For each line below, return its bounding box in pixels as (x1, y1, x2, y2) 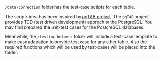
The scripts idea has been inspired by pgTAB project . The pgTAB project (5, 14, 149, 19)
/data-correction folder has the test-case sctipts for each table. (5, 4, 135, 10)
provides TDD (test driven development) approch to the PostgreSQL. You (5, 19, 153, 25)
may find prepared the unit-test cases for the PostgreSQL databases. (5, 24, 145, 30)
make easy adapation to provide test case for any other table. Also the (5, 39, 147, 45)
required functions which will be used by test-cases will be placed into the (5, 44, 156, 50)
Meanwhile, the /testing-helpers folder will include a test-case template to (5, 34, 158, 39)
